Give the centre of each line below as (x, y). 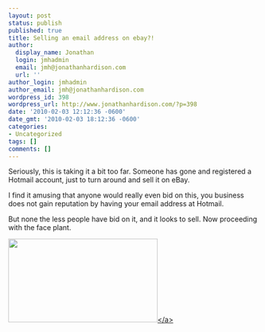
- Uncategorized (35, 134)
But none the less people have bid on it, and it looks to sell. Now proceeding (133, 219)
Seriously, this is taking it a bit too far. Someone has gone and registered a (130, 171)
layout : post (30, 16)
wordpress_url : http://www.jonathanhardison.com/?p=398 (103, 104)
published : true (35, 30)
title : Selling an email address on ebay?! (82, 38)
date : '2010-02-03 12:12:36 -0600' (67, 112)
